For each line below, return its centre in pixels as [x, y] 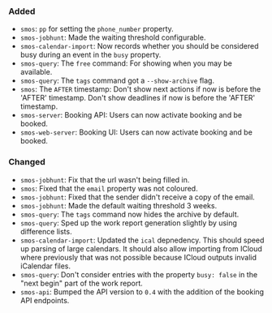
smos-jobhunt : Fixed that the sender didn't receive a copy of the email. [138, 197]
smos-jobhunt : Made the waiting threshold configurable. [113, 37]
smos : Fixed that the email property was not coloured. [109, 188]
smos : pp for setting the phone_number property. [97, 29]
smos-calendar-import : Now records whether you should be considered [139, 46]
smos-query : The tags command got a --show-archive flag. [117, 81]
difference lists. [46, 231]
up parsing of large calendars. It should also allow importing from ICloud [141, 248]
